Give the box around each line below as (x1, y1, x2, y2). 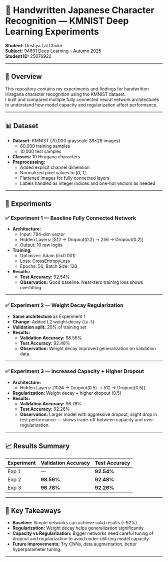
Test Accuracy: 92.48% (19, 340, 70, 346)
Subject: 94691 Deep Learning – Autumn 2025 (5, 48, 101, 54)
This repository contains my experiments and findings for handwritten (5, 85, 149, 92)
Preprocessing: (12, 159, 45, 165)
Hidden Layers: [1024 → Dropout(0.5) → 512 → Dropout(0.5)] (19, 384, 145, 391)
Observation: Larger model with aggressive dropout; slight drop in (19, 411, 157, 417)
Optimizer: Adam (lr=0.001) (19, 253, 76, 259)
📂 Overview (5, 72, 42, 81)
